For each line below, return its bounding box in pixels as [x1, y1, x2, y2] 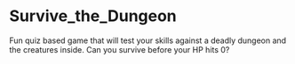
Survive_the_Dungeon [9, 6, 178, 26]
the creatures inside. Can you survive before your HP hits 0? [9, 44, 230, 54]
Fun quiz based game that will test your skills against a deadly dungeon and [9, 35, 287, 46]
